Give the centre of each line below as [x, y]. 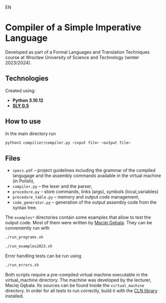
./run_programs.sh [24, 237]
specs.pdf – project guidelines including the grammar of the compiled [84, 171]
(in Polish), [23, 181]
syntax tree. [25, 208]
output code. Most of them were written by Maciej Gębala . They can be [79, 223]
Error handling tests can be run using [43, 256]
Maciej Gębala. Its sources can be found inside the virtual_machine [75, 285]
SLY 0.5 [20, 105]
